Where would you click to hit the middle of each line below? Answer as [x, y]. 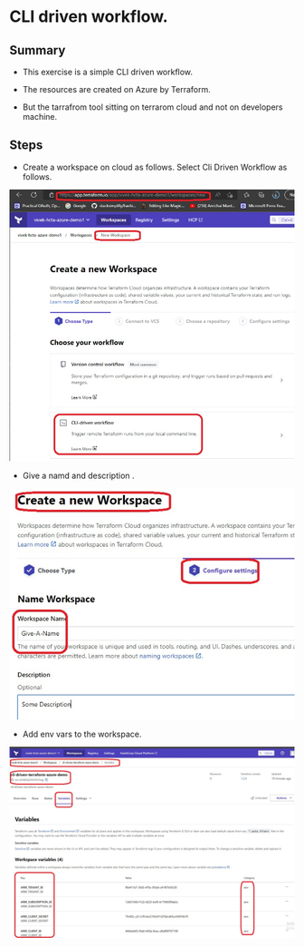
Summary [38, 50]
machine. [40, 117]
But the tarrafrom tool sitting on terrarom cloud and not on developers [152, 107]
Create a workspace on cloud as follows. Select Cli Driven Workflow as [155, 167]
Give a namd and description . [78, 475]
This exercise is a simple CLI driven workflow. [107, 72]
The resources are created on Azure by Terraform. [116, 89]
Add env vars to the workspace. [82, 734]
